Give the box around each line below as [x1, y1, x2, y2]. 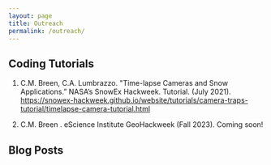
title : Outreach [8, 19, 63, 27]
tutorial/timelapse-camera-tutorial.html [19, 104, 151, 114]
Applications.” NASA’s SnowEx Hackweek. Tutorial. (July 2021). [19, 87, 231, 97]
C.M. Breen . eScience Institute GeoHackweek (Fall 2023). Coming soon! [19, 120, 264, 129]
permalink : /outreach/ [8, 27, 85, 35]
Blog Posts [8, 143, 64, 157]
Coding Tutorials [8, 57, 95, 70]
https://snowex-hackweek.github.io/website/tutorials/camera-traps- [19, 95, 249, 105]
